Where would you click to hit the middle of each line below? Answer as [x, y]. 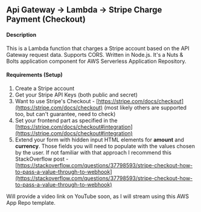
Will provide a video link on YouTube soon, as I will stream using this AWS [97, 196]
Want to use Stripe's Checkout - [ [56, 101]
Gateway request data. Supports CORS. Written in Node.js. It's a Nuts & [95, 54]
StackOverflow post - [42, 159]
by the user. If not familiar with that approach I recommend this [93, 152]
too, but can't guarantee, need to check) [65, 114]
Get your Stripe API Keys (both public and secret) [76, 95]
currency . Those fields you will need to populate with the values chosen [105, 146]
